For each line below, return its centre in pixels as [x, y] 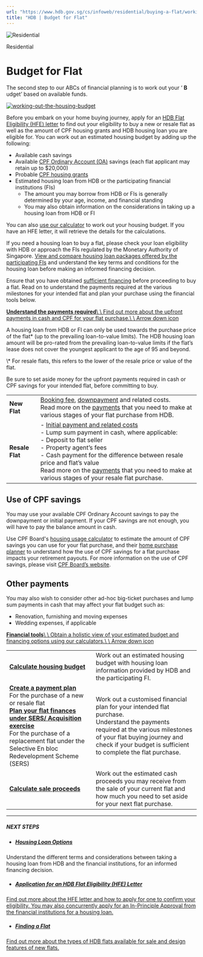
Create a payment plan [43, 688]
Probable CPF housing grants [52, 175]
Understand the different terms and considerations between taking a [92, 857]
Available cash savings [43, 155]
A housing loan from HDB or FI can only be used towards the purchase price [101, 330]
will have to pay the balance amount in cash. [62, 527]
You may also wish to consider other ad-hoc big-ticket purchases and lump [100, 599]
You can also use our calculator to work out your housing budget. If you [95, 225]
